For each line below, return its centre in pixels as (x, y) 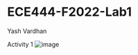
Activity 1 (20, 44)
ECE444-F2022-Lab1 (69, 12)
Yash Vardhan (27, 31)
